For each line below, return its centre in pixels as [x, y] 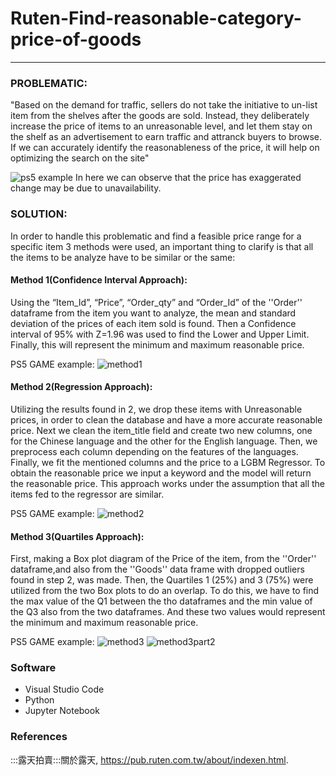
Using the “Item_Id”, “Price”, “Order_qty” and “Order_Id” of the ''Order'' [156, 302]
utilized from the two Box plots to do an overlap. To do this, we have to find [165, 591]
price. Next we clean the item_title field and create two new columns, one [161, 430]
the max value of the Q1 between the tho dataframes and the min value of [161, 601]
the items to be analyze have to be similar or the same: [123, 257]
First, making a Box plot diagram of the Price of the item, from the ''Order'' [163, 559]
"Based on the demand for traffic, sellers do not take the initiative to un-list [164, 105]
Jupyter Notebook [62, 711]
